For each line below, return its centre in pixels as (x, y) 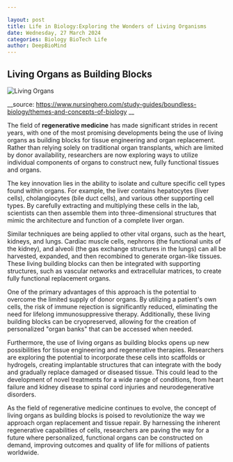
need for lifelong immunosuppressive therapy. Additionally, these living (109, 314)
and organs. (24, 170)
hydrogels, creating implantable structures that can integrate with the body (114, 364)
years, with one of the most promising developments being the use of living (115, 133)
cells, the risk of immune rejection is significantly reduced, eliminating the (113, 306)
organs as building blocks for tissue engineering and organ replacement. (111, 140)
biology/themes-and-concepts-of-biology (67, 112)
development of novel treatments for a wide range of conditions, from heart (115, 379)
